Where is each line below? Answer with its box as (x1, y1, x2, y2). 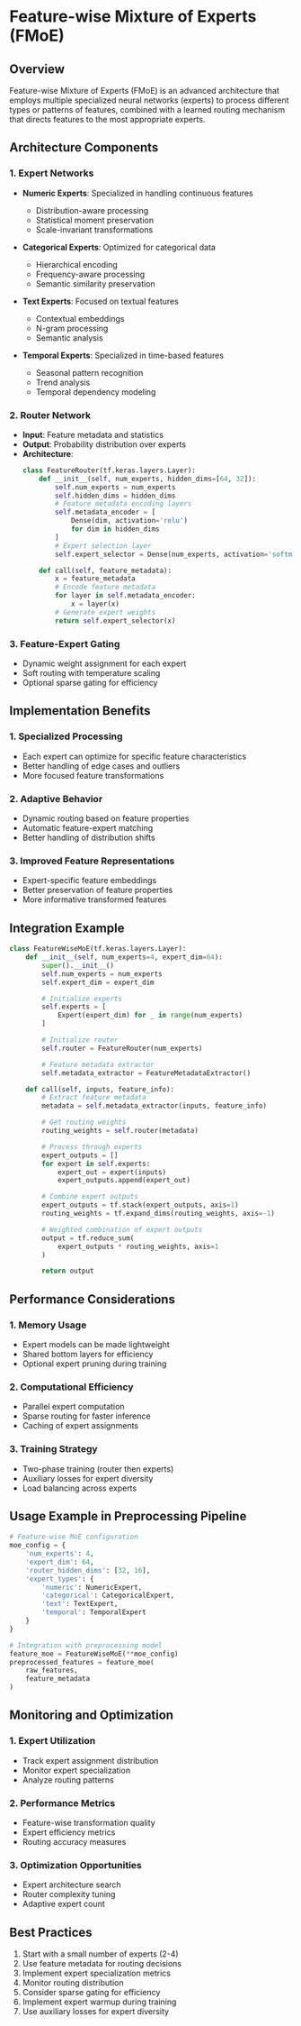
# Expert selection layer (55, 541, 152, 551)
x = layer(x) (70, 599, 120, 609)
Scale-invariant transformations (35, 224, 154, 235)
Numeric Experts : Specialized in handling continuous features (22, 187, 253, 198)
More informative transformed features (22, 894, 167, 905)
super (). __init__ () (41, 961, 115, 970)
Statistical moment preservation (35, 214, 155, 225)
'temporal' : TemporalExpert (41, 1608, 146, 1617)
